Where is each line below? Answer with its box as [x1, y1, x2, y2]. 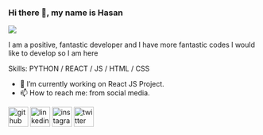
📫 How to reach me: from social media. [19, 88, 150, 98]
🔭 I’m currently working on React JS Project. [19, 79, 164, 89]
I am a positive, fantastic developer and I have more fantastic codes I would [8, 40, 256, 50]
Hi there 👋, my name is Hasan [8, 7, 123, 18]
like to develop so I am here [8, 48, 99, 58]
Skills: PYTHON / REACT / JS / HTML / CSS [8, 64, 150, 74]
